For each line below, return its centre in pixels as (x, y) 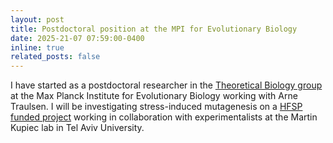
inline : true (37, 47)
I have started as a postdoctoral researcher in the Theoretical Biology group (166, 85)
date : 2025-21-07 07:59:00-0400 (77, 38)
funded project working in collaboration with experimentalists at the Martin (164, 117)
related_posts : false (55, 57)
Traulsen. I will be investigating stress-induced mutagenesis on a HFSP (156, 107)
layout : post (37, 19)
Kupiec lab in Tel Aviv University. (77, 128)
